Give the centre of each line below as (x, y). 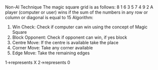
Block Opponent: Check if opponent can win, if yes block (69, 37)
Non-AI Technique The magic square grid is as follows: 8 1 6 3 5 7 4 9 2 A (79, 7)
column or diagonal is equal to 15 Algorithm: (49, 17)
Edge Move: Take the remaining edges (51, 53)
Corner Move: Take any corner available (52, 48)
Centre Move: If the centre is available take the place (65, 43)
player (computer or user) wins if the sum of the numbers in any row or (77, 12)
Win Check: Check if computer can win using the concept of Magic (80, 27)
